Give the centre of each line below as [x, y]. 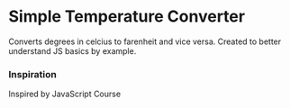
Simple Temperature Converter [127, 17]
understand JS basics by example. [72, 50]
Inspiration [33, 74]
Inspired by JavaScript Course [65, 94]
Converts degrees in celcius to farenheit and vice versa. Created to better [145, 41]
